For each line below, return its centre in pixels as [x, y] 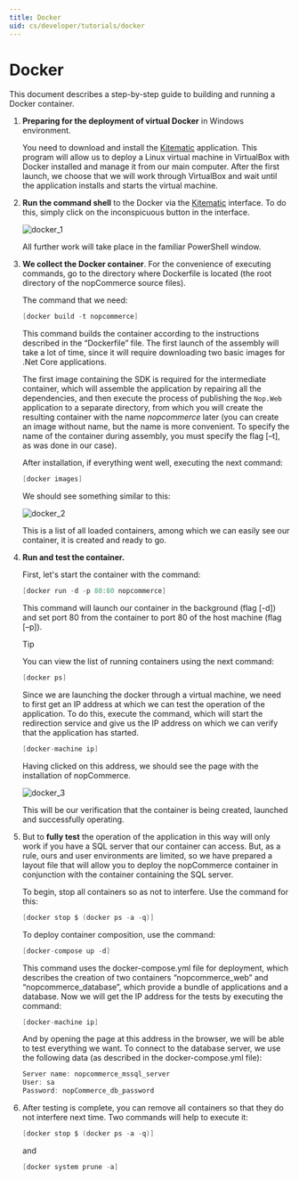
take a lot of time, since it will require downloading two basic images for [154, 353]
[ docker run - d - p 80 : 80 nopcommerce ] [94, 591]
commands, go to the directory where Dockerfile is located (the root [147, 273]
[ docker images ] [52, 479]
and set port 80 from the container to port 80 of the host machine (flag [152, 618]
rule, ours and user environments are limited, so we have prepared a [147, 855]
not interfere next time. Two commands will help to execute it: [135, 1118]
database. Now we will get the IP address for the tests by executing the [153, 996]
